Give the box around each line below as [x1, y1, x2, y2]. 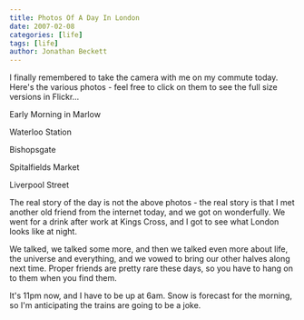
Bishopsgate [9, 145, 56, 155]
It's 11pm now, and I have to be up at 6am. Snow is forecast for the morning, [9, 290, 293, 301]
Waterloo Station [9, 126, 73, 137]
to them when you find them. [9, 273, 117, 284]
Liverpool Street [9, 179, 70, 191]
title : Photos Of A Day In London [9, 13, 141, 23]
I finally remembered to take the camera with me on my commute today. [9, 72, 279, 83]
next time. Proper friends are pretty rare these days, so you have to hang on [9, 263, 293, 274]
